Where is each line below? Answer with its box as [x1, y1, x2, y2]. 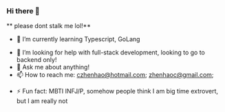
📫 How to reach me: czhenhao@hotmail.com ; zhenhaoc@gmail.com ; [16, 71, 214, 79]
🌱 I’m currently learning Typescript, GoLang [16, 35, 140, 43]
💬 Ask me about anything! [16, 63, 90, 71]
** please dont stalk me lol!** [6, 22, 91, 30]
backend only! [16, 56, 57, 64]
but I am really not [16, 97, 68, 105]
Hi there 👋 [6, 6, 41, 16]
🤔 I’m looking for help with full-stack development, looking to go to [16, 48, 206, 57]
